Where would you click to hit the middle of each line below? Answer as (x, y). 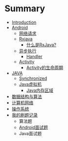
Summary (25, 9)
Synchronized (33, 78)
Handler (34, 56)
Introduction (24, 22)
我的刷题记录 (24, 115)
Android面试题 (34, 127)
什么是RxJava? (41, 44)
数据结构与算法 (27, 96)
